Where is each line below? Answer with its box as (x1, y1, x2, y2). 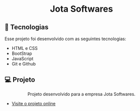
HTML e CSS (11, 45, 38, 51)
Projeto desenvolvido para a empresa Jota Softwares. (27, 91, 136, 97)
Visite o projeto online (11, 100, 56, 106)
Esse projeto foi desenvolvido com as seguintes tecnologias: (4, 36, 126, 42)
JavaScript (11, 56, 34, 62)
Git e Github (11, 61, 36, 67)
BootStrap (11, 50, 32, 56)
